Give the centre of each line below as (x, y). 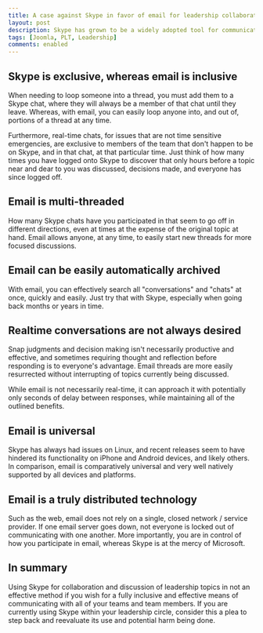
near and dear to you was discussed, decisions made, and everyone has (125, 169)
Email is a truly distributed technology (103, 499)
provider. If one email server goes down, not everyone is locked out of (121, 527)
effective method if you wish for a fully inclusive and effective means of (123, 595)
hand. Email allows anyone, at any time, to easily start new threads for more (130, 237)
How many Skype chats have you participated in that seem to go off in (121, 220)
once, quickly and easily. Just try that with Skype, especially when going (125, 297)
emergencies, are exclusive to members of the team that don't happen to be (131, 144)
